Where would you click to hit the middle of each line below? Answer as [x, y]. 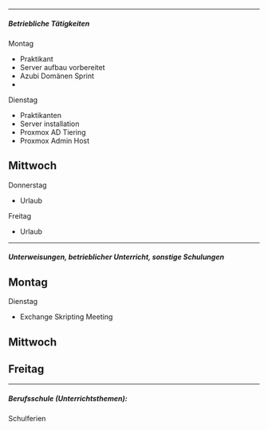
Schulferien [27, 419]
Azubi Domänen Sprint [57, 76]
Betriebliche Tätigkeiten [49, 23]
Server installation [49, 124]
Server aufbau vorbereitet [62, 67]
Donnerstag [28, 185]
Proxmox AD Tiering [53, 132]
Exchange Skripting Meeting [66, 317]
